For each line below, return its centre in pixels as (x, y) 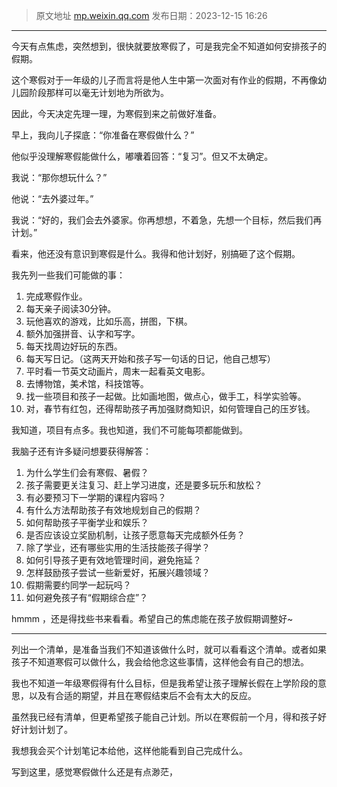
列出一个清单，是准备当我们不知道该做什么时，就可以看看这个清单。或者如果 (169, 649)
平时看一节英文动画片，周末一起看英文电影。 (118, 371)
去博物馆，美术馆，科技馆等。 (87, 383)
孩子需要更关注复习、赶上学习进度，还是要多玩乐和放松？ (144, 485)
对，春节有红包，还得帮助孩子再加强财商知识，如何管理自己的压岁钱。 (170, 408)
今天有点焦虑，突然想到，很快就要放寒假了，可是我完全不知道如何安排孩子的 (169, 46)
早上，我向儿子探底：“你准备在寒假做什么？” (103, 135)
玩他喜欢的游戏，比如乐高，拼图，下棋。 (109, 321)
